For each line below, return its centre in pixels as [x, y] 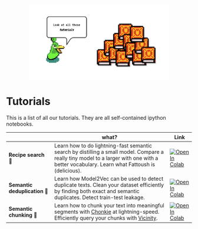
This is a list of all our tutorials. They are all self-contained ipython [86, 118]
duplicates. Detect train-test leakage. [100, 197]
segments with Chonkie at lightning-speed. [107, 212]
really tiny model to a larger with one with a [106, 158]
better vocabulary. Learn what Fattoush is [104, 164]
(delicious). [68, 170]
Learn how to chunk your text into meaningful [109, 206]
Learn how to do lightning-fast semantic [103, 146]
